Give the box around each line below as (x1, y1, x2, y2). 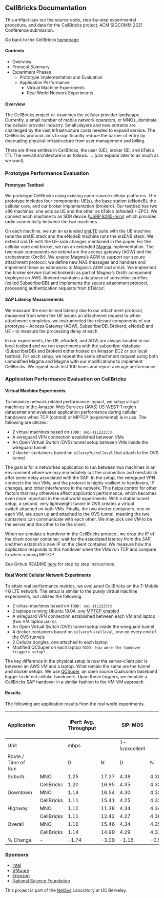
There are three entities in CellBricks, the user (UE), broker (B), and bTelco (5, 147, 155, 153)
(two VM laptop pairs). (12, 618, 58, 624)
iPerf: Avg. (69, 719, 94, 726)
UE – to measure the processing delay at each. (5, 328, 99, 334)
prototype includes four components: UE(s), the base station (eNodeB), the (5, 198, 156, 204)
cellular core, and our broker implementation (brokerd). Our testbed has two (5, 203, 158, 209)
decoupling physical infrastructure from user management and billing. (5, 138, 145, 144)
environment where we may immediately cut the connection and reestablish (5, 469, 158, 475)
